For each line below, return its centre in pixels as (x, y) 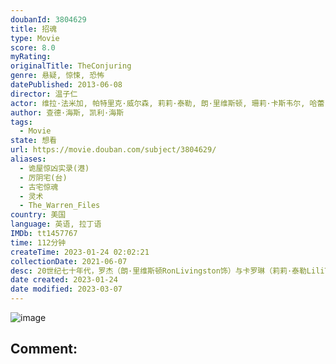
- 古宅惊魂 (39, 187)
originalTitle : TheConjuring (71, 66)
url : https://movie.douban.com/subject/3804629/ (113, 150)
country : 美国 (38, 215)
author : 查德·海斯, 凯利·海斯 (67, 112)
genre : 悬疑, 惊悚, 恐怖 (57, 76)
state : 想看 (33, 141)
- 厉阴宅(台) (43, 177)
